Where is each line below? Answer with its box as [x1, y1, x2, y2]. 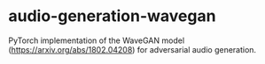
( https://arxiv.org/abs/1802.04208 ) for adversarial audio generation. [8, 44, 257, 54]
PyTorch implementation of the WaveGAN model [8, 35, 185, 46]
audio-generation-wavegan [8, 6, 216, 26]
